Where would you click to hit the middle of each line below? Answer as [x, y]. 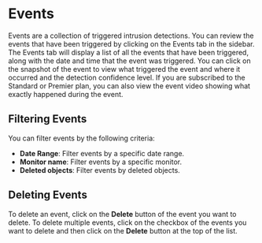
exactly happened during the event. [66, 94]
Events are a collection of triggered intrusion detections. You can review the [131, 36]
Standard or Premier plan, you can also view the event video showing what [129, 86]
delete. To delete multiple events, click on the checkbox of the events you [127, 222]
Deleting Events [48, 195]
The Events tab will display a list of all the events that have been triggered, [129, 52]
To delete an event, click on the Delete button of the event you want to [123, 214]
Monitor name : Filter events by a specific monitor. [101, 162]
